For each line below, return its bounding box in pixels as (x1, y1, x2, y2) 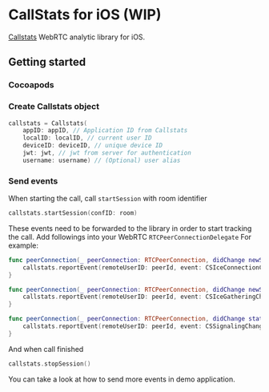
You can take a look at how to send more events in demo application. (8, 374, 235, 384)
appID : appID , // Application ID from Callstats (22, 127, 188, 135)
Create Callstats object (8, 101, 100, 112)
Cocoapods (8, 79, 54, 91)
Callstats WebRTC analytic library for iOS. (8, 32, 146, 42)
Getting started (8, 55, 86, 69)
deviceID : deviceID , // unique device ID (22, 142, 163, 150)
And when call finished (8, 344, 84, 354)
